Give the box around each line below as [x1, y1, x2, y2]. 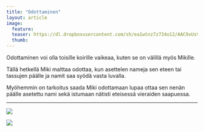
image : [6, 20, 23, 26]
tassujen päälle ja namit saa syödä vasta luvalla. [6, 72, 126, 79]
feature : [12, 26, 34, 32]
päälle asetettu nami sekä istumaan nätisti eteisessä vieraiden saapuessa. [6, 91, 191, 97]
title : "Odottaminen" [6, 9, 61, 15]
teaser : [12, 32, 32, 38]
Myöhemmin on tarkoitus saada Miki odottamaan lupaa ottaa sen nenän [6, 84, 185, 91]
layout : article [6, 15, 47, 21]
